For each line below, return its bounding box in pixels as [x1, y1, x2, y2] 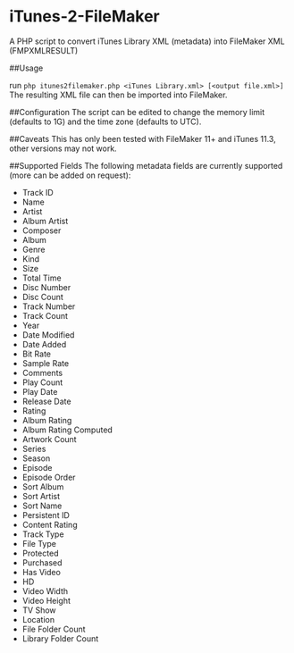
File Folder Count [21, 624, 87, 634]
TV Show [21, 605, 56, 615]
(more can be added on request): [9, 170, 131, 180]
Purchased [21, 557, 63, 568]
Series [21, 443, 46, 454]
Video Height [21, 595, 71, 606]
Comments [21, 367, 63, 378]
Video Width [21, 585, 69, 596]
